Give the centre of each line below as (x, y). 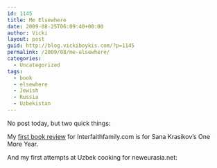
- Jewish (26, 91)
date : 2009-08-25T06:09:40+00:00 (55, 26)
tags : (15, 71)
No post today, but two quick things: (59, 123)
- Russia (26, 97)
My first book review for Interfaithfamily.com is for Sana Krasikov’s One (108, 136)
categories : (24, 59)
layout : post (26, 39)
